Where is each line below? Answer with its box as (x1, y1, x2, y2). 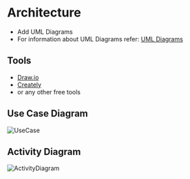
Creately (17, 81, 42, 89)
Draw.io (17, 73, 39, 81)
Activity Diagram (7, 146, 81, 158)
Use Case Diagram (7, 108, 88, 120)
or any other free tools (17, 87, 81, 96)
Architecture (7, 5, 81, 21)
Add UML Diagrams (17, 28, 74, 36)
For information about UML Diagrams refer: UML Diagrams (17, 34, 184, 43)
